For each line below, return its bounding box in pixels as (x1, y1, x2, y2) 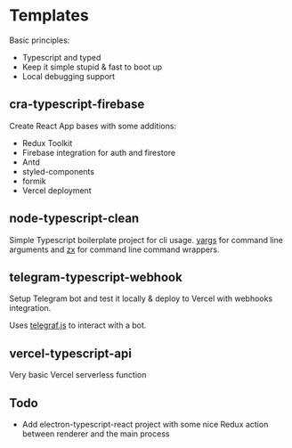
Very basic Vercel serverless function (9, 370, 147, 380)
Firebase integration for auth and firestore (21, 147, 176, 158)
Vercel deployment (21, 184, 92, 196)
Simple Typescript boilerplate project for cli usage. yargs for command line (9, 234, 283, 245)
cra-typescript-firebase (9, 97, 145, 112)
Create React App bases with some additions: (9, 120, 176, 131)
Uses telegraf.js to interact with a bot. (9, 320, 147, 330)
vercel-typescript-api (9, 346, 132, 361)
